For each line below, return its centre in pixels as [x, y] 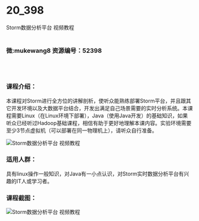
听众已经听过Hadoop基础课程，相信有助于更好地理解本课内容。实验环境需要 [99, 123]
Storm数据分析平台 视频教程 [40, 27]
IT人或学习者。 [34, 181]
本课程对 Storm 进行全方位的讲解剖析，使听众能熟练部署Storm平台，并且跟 [96, 101]
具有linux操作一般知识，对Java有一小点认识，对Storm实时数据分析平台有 [95, 174]
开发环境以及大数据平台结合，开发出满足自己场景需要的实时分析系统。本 [99, 108]
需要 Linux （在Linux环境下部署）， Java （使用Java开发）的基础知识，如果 [99, 116]
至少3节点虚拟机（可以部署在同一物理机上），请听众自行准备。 [82, 130]
